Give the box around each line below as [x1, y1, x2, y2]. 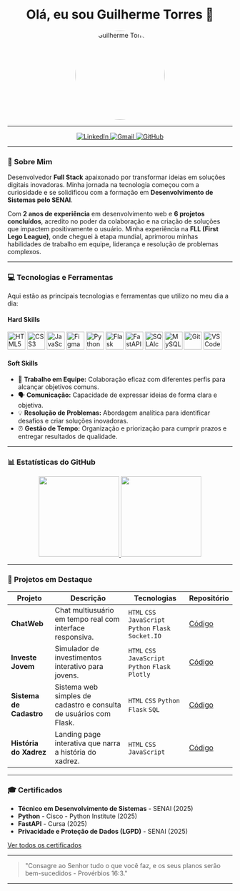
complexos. [7, 248, 41, 256]
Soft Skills [7, 359, 38, 368]
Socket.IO [128, 632, 162, 640]
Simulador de [54, 643, 100, 653]
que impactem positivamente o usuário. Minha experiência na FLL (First [7, 225, 219, 233]
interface [54, 623, 86, 633]
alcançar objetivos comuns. [17, 382, 99, 391]
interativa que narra [54, 738, 121, 748]
